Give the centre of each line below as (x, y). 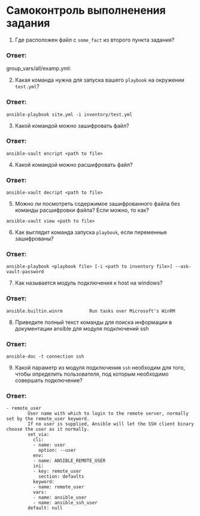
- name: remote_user (58, 487)
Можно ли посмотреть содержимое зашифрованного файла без (97, 204)
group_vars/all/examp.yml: (39, 68)
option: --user (57, 451)
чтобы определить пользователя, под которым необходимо (92, 374)
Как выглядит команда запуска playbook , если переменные (91, 232)
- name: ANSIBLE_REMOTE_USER (69, 461)
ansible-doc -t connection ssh (45, 357)
